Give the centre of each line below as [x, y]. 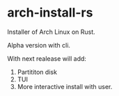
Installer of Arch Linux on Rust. [51, 32]
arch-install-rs [50, 13]
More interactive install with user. [65, 86]
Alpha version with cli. [39, 45]
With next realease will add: [47, 58]
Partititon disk [37, 72]
